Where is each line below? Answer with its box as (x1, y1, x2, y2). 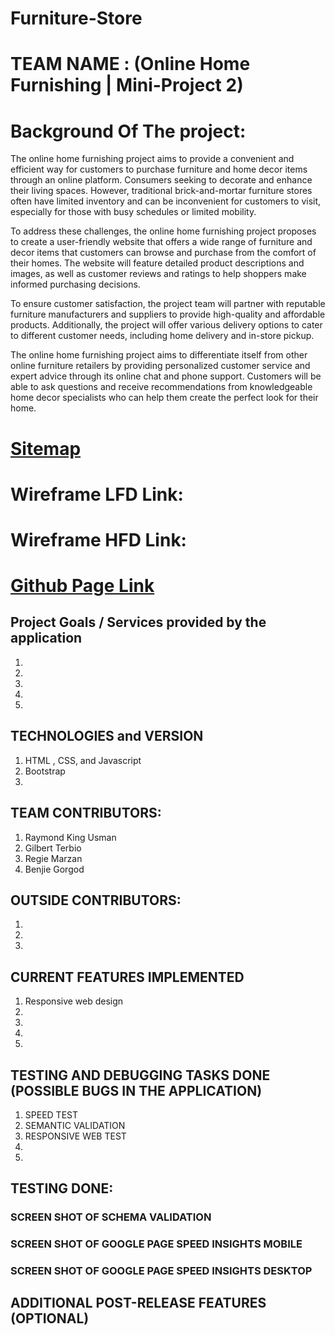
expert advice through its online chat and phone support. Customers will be (10, 370, 322, 382)
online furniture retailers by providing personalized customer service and (10, 360, 311, 372)
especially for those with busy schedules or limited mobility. (10, 206, 257, 218)
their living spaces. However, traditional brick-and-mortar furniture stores (10, 185, 313, 197)
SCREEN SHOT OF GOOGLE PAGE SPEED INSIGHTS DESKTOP (10, 1264, 313, 1278)
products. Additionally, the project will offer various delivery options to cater (10, 319, 323, 331)
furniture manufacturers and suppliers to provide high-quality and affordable (10, 308, 326, 321)
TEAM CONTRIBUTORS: (10, 805, 162, 822)
